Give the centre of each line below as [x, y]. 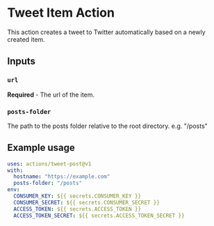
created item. [26, 39]
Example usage [41, 148]
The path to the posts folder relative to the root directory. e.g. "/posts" [108, 126]
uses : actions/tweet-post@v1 [49, 164]
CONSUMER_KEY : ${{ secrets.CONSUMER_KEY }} [77, 196]
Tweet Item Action [61, 13]
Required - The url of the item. [51, 95]
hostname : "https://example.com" [62, 177]
